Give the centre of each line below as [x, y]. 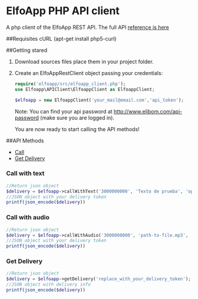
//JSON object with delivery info [49, 285]
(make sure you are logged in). [77, 118]
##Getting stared [27, 50]
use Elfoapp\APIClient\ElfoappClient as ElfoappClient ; [85, 89]
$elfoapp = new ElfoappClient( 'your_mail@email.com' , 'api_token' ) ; [99, 100]
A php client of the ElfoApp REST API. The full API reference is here [88, 27]
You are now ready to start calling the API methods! [77, 129]
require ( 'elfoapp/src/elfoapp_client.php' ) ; [70, 84]
